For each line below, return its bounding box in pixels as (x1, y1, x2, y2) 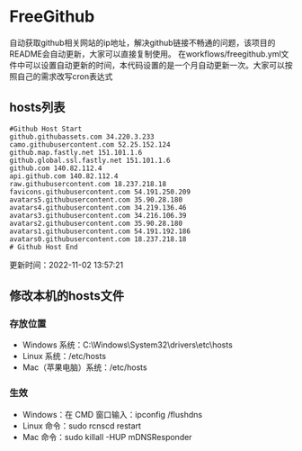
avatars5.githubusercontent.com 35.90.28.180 (9, 195, 182, 204)
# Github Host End (9, 242, 78, 251)
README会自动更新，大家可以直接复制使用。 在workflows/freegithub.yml (9, 48, 281, 59)
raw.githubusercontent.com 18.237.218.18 (9, 179, 167, 188)
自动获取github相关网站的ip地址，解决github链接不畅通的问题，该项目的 (9, 37, 276, 48)
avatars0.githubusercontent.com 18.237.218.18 (9, 234, 187, 244)
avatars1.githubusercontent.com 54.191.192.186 (9, 227, 191, 236)
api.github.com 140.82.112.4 (9, 171, 119, 181)
